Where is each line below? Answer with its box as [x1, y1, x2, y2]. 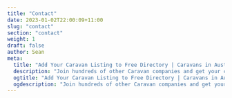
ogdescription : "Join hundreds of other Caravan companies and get [13, 81, 212, 88]
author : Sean [7, 49, 45, 56]
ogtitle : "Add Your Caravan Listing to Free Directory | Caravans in [13, 74, 217, 81]
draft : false [7, 42, 45, 49]
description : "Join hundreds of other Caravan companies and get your [13, 68, 221, 75]
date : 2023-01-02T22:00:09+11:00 [7, 17, 104, 23]
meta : [7, 55, 23, 62]
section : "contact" [7, 29, 64, 37]
